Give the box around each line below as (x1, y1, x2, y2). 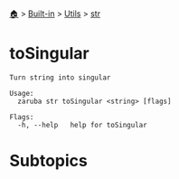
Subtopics (9, 151, 88, 171)
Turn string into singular (9, 72, 111, 82)
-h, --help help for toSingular (17, 120, 147, 129)
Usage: (9, 89, 34, 98)
